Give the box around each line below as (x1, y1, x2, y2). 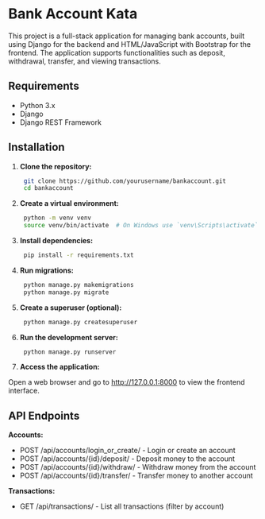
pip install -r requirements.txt (23, 251, 134, 259)
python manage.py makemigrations (23, 281, 134, 289)
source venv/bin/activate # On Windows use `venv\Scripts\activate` (23, 222, 259, 230)
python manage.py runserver (23, 347, 117, 356)
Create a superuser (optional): (19, 303, 122, 312)
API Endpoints (8, 409, 80, 422)
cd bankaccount (23, 184, 74, 192)
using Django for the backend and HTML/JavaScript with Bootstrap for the (8, 39, 252, 48)
